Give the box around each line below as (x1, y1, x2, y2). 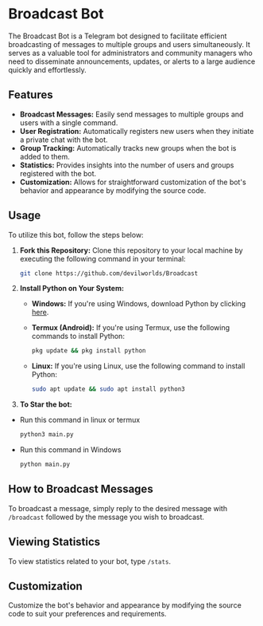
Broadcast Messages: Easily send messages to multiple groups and (19, 109, 244, 119)
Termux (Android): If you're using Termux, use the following (31, 323, 230, 333)
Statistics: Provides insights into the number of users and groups (19, 160, 234, 170)
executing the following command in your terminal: (19, 254, 186, 263)
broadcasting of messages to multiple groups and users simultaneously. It (8, 39, 250, 49)
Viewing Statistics (8, 535, 101, 549)
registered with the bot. (19, 168, 97, 178)
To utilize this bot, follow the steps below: (8, 230, 145, 239)
